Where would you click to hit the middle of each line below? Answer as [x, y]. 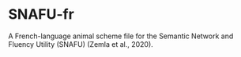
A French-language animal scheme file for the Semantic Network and [121, 36]
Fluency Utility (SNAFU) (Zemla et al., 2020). [81, 44]
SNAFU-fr [41, 14]
